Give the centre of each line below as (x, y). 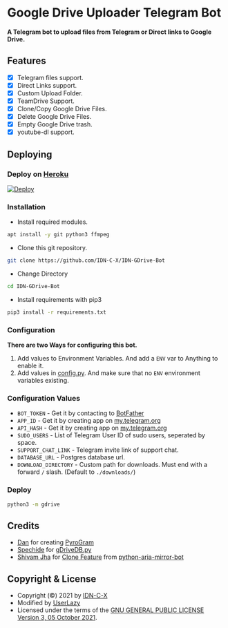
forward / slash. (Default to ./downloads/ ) (76, 472)
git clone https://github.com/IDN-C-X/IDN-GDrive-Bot (86, 260)
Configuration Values (44, 398)
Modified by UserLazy (49, 603)
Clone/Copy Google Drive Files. (62, 109)
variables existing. (43, 381)
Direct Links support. (47, 85)
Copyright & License (52, 579)
